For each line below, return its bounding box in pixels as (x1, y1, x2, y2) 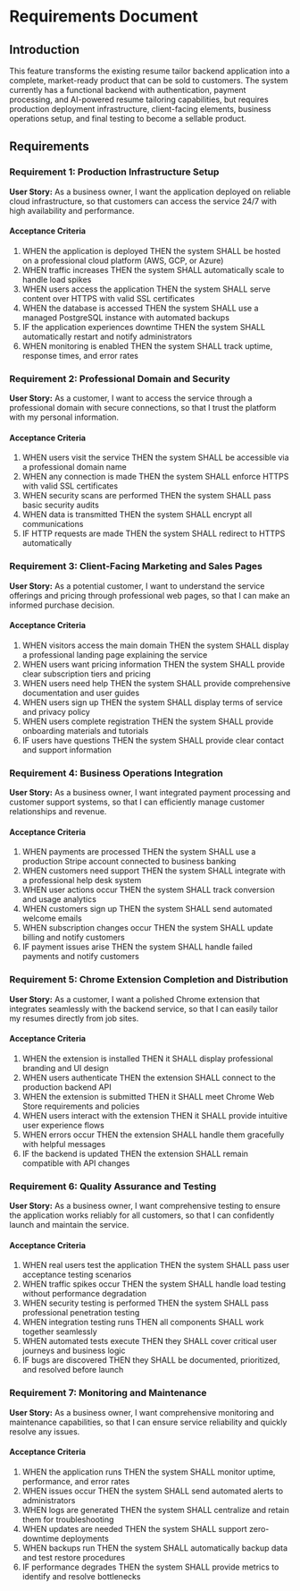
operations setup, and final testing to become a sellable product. (9, 114, 247, 123)
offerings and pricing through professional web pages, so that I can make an (9, 590, 290, 600)
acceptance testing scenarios (21, 1269, 132, 1280)
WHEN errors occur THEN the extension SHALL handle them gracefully (21, 1129, 285, 1140)
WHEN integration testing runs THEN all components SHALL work (21, 1317, 264, 1328)
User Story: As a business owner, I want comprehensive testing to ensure (9, 1201, 281, 1212)
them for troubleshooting (21, 1514, 114, 1525)
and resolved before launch (21, 1365, 124, 1375)
